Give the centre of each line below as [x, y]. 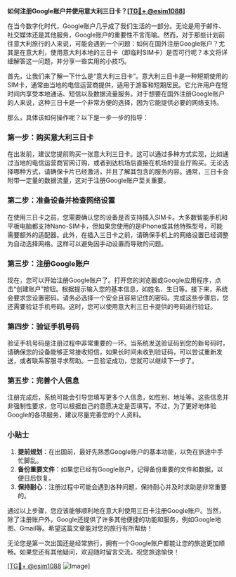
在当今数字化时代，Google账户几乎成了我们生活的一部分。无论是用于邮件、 [116, 26]
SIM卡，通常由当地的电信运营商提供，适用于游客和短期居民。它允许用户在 [114, 85]
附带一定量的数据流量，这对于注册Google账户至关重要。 [88, 180]
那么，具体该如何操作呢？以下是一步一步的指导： [78, 118]
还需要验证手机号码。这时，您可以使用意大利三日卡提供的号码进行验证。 [112, 306]
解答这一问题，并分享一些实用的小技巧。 [72, 61]
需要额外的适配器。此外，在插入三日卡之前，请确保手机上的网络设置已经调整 [118, 234]
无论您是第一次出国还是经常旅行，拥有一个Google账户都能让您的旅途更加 [113, 543]
